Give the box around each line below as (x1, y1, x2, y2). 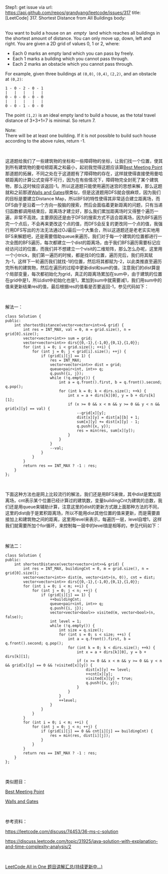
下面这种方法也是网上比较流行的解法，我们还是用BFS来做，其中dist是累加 (5, 491, 157, 497)
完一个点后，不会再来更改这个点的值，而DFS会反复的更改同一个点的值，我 (5, 221, 158, 226)
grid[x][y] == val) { (5, 406, 50, 411)
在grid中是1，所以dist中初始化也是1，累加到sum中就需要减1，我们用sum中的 (5, 277, 162, 283)
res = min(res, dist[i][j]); (49, 733, 111, 738)
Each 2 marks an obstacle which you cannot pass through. (12, 61, 133, 67)
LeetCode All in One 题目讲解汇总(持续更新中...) (5, 863, 103, 869)
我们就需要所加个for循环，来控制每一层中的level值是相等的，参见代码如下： (5, 523, 161, 529)
